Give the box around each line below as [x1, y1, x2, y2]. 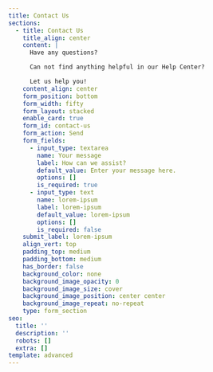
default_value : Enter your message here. [37, 166, 177, 174]
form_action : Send [22, 129, 84, 138]
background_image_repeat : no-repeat [22, 300, 145, 307]
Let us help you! [29, 77, 88, 85]
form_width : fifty [22, 100, 84, 108]
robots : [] [15, 336, 52, 345]
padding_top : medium [22, 248, 91, 256]
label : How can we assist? [37, 159, 127, 167]
